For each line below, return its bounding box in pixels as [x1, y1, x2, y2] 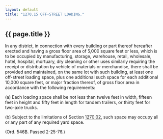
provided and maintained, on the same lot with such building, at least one [5, 69, 153, 75]
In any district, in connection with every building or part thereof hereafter [5, 43, 153, 49]
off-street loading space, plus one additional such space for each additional [5, 74, 159, 80]
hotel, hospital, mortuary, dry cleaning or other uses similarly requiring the [5, 58, 155, 64]
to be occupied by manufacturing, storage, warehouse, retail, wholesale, [5, 54, 152, 59]
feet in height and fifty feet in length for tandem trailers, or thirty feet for [5, 99, 151, 106]
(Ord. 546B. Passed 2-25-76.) [5, 129, 65, 135]
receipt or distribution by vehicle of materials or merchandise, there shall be [5, 64, 159, 70]
